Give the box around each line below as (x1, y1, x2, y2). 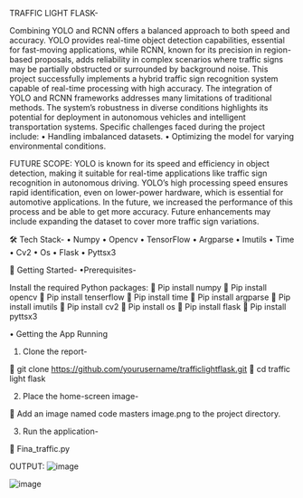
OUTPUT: (9, 461, 45, 472)
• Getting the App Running (9, 329, 109, 339)
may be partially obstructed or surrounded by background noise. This (9, 63, 269, 74)
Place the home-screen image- (22, 391, 139, 401)
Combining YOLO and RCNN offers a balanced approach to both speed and (9, 25, 290, 35)
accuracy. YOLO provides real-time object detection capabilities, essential (9, 35, 285, 45)
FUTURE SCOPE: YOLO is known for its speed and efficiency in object (9, 158, 270, 168)
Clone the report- (22, 346, 88, 357)
